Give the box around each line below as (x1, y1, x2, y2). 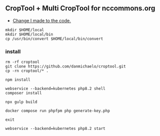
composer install (5, 91, 42, 96)
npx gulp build (5, 99, 38, 105)
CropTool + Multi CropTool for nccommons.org (5, 4, 156, 13)
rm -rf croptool (5, 59, 40, 65)
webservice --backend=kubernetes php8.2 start (5, 126, 106, 131)
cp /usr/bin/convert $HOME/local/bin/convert (5, 36, 103, 41)
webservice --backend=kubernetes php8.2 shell (5, 86, 106, 91)
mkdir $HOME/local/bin (5, 31, 53, 37)
